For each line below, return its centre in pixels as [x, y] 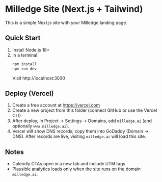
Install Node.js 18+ [31, 50]
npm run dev [24, 69]
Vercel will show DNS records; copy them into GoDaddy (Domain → [80, 131]
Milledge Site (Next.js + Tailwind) [74, 9]
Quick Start [23, 38]
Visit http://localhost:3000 [39, 78]
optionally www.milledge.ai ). [41, 126]
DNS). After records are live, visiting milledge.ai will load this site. [79, 136]
